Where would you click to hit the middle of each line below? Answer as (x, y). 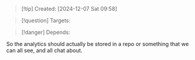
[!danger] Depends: (46, 32)
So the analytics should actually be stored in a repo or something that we (98, 44)
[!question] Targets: (46, 20)
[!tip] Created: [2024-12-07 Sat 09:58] (69, 9)
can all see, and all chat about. (45, 50)
